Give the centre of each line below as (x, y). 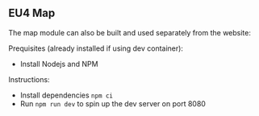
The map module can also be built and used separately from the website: (130, 32)
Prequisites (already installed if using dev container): (96, 48)
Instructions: (29, 79)
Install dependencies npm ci (67, 95)
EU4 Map (32, 13)
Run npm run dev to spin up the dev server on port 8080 (113, 103)
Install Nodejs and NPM (59, 64)
